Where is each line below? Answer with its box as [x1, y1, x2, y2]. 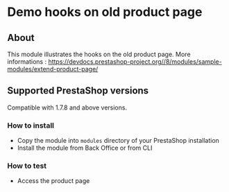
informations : [7, 58, 47, 66]
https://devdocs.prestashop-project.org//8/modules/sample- [48, 58, 222, 66]
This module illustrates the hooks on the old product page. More [7, 50, 191, 58]
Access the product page [17, 177, 90, 185]
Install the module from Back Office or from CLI [17, 143, 153, 152]
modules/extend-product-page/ [7, 65, 99, 73]
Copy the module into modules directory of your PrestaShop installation [17, 137, 220, 145]
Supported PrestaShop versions [7, 85, 149, 97]
